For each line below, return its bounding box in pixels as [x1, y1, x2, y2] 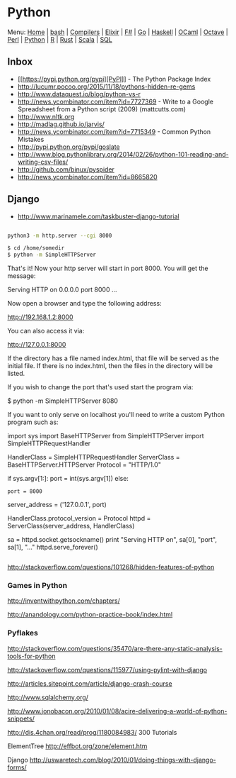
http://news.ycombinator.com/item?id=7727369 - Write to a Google [17, 97, 214, 106]
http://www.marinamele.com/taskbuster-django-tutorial [17, 212, 179, 221]
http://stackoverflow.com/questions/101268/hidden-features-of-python [7, 563, 215, 572]
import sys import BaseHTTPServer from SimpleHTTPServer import [7, 432, 204, 440]
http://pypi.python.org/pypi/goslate [17, 143, 120, 151]
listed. [7, 369, 25, 378]
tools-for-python [7, 652, 56, 660]
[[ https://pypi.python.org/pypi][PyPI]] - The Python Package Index [17, 74, 211, 83]
